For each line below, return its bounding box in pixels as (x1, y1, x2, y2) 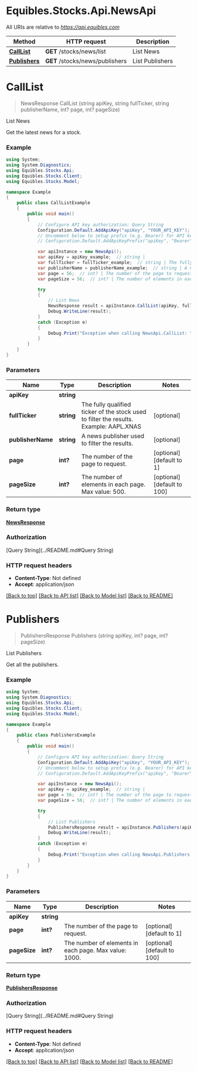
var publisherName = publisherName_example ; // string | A (37, 265, 188, 271)
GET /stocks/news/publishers (45, 57, 127, 65)
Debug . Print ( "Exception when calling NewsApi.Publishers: (47, 852, 193, 858)
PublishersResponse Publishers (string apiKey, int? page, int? (20, 632, 168, 639)
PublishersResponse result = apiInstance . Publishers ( (47, 824, 182, 831)
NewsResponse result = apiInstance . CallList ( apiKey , (47, 303, 180, 309)
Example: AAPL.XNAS (81, 422, 142, 431)
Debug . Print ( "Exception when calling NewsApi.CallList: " (47, 330, 193, 336)
